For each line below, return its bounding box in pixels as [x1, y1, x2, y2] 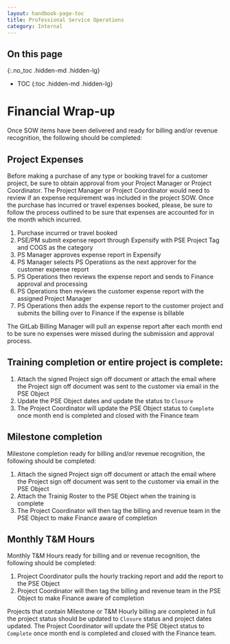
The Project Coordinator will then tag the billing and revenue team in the [16, 506, 221, 514]
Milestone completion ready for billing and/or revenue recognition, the [7, 449, 205, 457]
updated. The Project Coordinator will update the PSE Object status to [7, 622, 205, 630]
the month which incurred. [7, 215, 82, 224]
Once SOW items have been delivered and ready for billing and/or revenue [7, 126, 218, 134]
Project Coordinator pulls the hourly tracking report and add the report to [16, 572, 224, 580]
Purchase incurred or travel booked [16, 228, 118, 237]
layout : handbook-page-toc [7, 10, 84, 17]
